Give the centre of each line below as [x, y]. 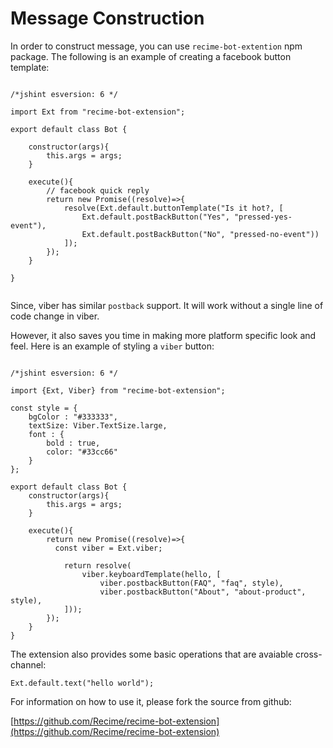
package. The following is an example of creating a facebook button [151, 56]
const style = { [44, 408]
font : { [46, 434]
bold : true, [73, 443]
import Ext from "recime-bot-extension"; [98, 112]
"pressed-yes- [263, 217]
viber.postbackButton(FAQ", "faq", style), [191, 583]
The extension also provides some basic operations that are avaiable [152, 654]
